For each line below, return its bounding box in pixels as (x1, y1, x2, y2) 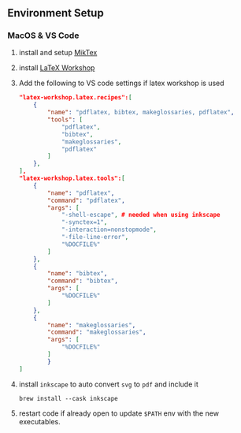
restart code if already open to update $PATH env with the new (18, 409, 220, 418)
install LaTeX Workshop (18, 63, 95, 73)
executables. (18, 416, 61, 426)
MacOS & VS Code (7, 30, 80, 41)
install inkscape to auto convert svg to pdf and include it (18, 379, 198, 389)
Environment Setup (7, 6, 104, 20)
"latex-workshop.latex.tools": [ (18, 174, 125, 183)
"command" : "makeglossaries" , (47, 328, 146, 337)
